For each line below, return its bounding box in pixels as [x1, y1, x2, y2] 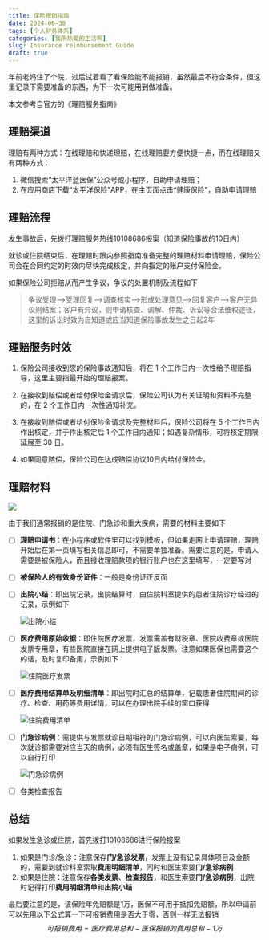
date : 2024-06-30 [8, 19, 66, 27]
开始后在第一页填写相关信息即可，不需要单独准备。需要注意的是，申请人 [19, 545, 259, 555]
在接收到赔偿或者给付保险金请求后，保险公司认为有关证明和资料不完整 [19, 390, 252, 400]
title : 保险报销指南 [8, 11, 70, 20]
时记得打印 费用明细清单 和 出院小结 [19, 882, 133, 892]
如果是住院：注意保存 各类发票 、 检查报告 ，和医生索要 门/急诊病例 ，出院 [19, 872, 255, 881]
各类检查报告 [19, 786, 62, 796]
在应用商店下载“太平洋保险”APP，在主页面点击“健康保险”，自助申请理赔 [19, 185, 258, 194]
